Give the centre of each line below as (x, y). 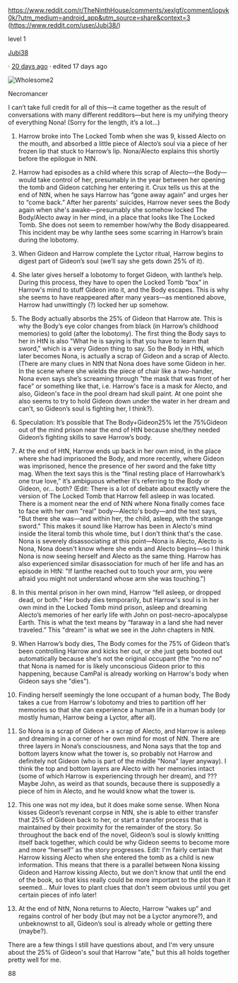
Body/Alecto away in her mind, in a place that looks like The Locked (117, 217)
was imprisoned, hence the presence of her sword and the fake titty (117, 466)
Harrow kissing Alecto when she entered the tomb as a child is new (116, 857)
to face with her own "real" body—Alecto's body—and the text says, (118, 511)
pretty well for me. (35, 960)
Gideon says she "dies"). (54, 681)
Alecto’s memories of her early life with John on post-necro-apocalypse (123, 615)
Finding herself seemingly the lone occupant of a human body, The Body (124, 695)
